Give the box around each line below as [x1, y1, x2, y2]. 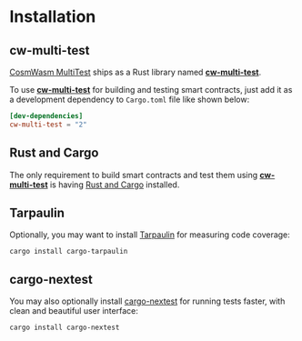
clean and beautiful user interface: [9, 306, 138, 316]
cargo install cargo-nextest [9, 323, 120, 333]
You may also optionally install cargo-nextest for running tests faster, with [9, 296, 286, 306]
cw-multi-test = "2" [9, 120, 88, 129]
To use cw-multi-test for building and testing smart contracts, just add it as [9, 85, 293, 95]
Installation [9, 6, 96, 27]
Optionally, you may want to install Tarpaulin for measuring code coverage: [9, 229, 291, 240]
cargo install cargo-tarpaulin [9, 247, 128, 256]
